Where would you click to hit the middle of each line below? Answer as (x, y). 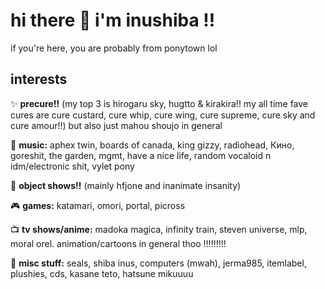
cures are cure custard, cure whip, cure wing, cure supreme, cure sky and (163, 115)
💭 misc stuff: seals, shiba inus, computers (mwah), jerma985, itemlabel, (158, 263)
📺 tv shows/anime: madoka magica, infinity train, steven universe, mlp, (159, 229)
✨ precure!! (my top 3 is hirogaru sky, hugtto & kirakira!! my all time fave (159, 103)
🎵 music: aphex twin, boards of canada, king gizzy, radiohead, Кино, (152, 145)
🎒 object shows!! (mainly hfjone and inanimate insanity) (126, 185)
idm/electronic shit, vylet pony (72, 166)
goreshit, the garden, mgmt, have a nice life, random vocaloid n (141, 155)
